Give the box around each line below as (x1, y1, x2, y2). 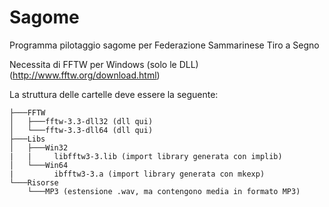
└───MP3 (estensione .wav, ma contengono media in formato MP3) (27, 186, 301, 196)
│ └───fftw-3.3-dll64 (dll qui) (9, 125, 154, 135)
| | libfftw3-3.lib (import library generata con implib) (9, 151, 283, 161)
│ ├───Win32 (9, 142, 69, 153)
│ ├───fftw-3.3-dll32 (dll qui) (9, 116, 154, 126)
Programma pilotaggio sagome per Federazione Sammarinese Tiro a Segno (9, 39, 320, 51)
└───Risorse (9, 177, 59, 188)
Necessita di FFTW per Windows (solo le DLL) (9, 58, 199, 70)
